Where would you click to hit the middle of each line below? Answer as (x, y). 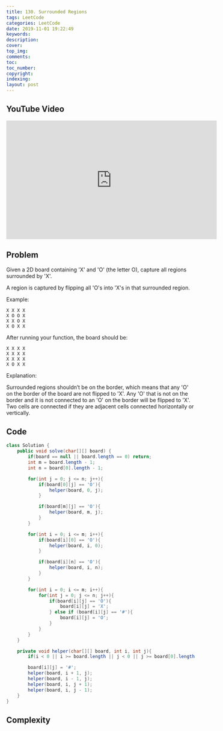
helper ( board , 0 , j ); (76, 490)
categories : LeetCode (33, 23)
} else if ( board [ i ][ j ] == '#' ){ (91, 612)
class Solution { (28, 446)
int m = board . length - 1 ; (62, 463)
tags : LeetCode (25, 17)
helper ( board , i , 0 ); (76, 546)
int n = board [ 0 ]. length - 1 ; (66, 468)
